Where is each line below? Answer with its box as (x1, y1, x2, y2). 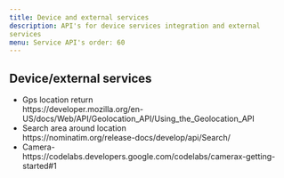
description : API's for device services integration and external (9, 21, 261, 30)
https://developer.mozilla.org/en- (21, 104, 144, 115)
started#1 (21, 161, 57, 172)
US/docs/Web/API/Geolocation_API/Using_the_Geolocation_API (21, 113, 256, 125)
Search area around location (21, 123, 126, 133)
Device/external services (9, 70, 152, 85)
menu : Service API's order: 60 (9, 37, 126, 47)
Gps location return (21, 94, 93, 105)
